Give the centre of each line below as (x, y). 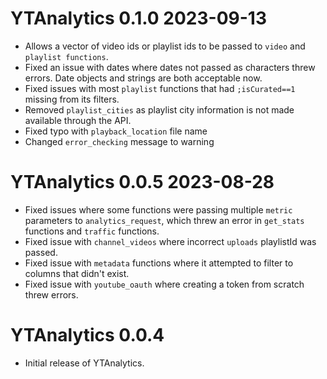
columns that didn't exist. (77, 273)
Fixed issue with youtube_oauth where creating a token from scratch (164, 284)
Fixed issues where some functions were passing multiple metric (158, 209)
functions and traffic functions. (92, 231)
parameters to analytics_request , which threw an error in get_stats (164, 220)
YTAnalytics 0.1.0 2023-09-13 (138, 18)
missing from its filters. (72, 99)
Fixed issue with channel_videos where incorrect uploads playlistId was (170, 241)
